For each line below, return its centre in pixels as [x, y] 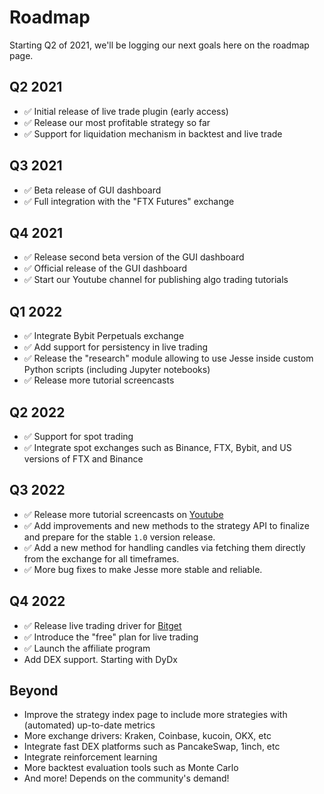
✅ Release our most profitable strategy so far [117, 122]
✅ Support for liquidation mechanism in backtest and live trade [153, 133]
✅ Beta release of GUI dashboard [92, 190]
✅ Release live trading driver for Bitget [102, 625]
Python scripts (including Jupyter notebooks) [117, 370]
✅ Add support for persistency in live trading [116, 347]
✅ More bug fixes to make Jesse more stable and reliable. [143, 569]
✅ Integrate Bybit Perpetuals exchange [104, 336]
